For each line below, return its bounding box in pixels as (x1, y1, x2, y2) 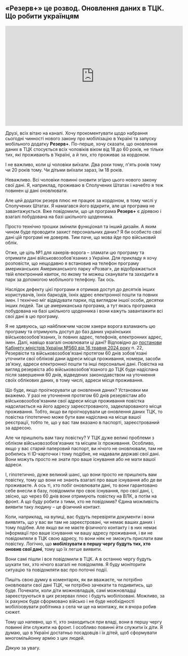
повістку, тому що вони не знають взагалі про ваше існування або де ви (5, 477, 162, 483)
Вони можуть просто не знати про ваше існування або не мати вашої (5, 456, 156, 462)
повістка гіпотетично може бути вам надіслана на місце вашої (5, 414, 141, 420)
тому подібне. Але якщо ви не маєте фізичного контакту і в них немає (5, 524, 157, 530)
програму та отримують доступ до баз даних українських (5, 328, 131, 334)
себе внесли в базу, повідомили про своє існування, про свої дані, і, (5, 487, 154, 493)
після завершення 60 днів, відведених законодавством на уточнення (5, 371, 156, 378)
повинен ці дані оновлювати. (5, 188, 68, 194)
